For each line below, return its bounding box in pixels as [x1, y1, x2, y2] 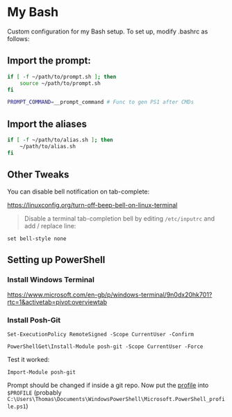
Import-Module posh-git [7, 369, 76, 376]
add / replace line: [24, 221, 76, 230]
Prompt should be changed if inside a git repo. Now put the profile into [7, 381, 209, 390]
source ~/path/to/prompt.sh [19, 79, 101, 87]
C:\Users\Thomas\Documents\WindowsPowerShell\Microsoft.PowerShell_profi [7, 396, 226, 403]
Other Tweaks [7, 168, 69, 181]
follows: [7, 34, 30, 42]
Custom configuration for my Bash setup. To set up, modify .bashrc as [7, 27, 208, 36]
